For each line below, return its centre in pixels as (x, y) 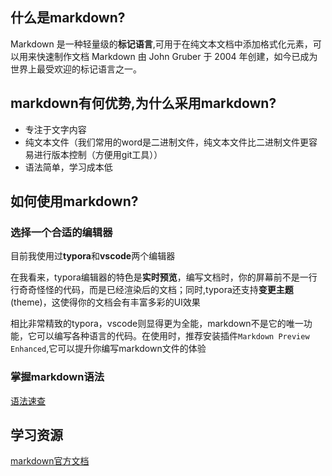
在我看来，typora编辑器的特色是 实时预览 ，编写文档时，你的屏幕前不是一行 (164, 277)
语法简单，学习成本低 (68, 167)
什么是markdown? (68, 18)
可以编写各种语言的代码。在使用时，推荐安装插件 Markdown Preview (173, 336)
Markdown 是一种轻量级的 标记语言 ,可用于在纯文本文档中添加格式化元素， (161, 44)
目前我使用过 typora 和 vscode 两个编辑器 (93, 256)
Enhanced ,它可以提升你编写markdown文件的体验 (108, 349)
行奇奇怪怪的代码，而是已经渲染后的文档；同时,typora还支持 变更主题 (152, 290)
